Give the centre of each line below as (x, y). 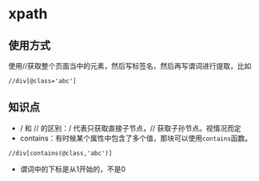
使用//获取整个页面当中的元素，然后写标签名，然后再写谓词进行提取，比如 (130, 66)
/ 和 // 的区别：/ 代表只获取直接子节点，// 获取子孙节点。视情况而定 (130, 128)
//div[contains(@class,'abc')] (60, 153)
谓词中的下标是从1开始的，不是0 (73, 169)
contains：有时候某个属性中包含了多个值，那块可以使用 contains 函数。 (136, 138)
